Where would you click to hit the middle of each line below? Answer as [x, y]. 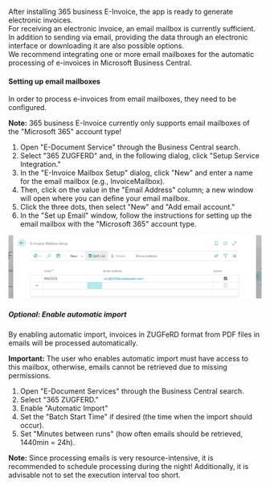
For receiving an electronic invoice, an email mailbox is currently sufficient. [132, 29]
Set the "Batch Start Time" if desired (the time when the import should [136, 417]
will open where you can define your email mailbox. [105, 198]
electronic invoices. [41, 20]
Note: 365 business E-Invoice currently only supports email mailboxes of [129, 123]
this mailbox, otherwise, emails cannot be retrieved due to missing [118, 367]
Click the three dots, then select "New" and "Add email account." [127, 207]
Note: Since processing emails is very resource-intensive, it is [111, 458]
